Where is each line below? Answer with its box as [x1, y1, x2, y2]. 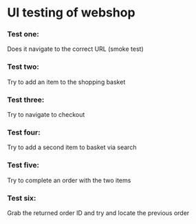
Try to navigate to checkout [7, 111, 85, 119]
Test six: [7, 193, 36, 203]
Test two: [7, 62, 39, 71]
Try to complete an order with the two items [7, 176, 131, 184]
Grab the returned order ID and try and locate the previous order [7, 208, 190, 217]
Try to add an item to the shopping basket [7, 78, 126, 86]
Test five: [7, 160, 40, 170]
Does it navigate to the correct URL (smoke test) [7, 45, 144, 53]
